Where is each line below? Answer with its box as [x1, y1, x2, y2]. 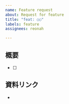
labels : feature [5, 21, 39, 27]
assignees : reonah [5, 26, 44, 31]
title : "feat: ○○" [5, 17, 44, 22]
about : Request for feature [5, 12, 64, 17]
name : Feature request [5, 7, 53, 13]
